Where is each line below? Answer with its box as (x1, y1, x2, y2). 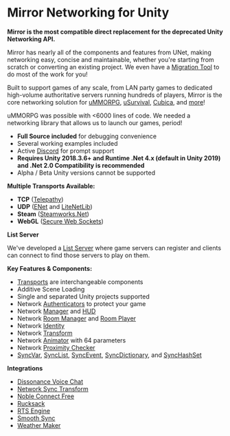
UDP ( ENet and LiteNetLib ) (16, 202, 93, 210)
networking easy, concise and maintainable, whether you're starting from (7, 55, 214, 63)
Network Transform (16, 329, 73, 337)
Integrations (7, 364, 43, 372)
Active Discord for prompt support (16, 146, 115, 155)
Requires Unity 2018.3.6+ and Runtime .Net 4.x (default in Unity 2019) (16, 153, 221, 162)
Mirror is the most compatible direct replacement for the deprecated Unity (7, 28, 223, 36)
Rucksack (16, 399, 45, 407)
